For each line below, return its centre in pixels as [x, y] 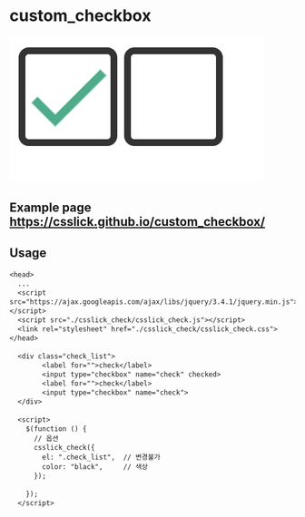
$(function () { [57, 429]
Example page [51, 208]
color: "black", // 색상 [95, 467]
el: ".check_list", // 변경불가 [101, 458]
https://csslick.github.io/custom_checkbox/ [138, 222]
